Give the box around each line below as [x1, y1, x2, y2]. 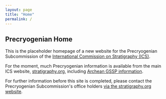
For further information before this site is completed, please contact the [5, 78, 152, 84]
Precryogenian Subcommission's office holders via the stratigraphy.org [5, 83, 152, 90]
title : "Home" [5, 12, 35, 17]
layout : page [5, 7, 32, 12]
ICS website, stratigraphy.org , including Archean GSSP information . [5, 68, 144, 75]
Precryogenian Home [5, 35, 73, 43]
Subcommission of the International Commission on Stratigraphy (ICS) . [5, 53, 151, 60]
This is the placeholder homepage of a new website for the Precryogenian [5, 48, 158, 54]
